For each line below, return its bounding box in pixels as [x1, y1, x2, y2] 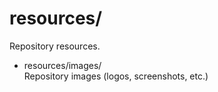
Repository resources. [9, 40, 101, 52]
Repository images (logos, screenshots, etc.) [23, 70, 209, 82]
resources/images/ [23, 59, 102, 71]
